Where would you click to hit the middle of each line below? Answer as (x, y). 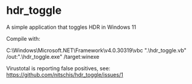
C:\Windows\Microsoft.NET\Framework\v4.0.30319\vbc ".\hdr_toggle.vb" (96, 50)
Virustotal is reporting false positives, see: (58, 68)
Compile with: (23, 38)
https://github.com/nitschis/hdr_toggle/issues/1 (65, 74)
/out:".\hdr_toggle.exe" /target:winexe (53, 56)
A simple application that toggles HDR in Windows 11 (71, 27)
